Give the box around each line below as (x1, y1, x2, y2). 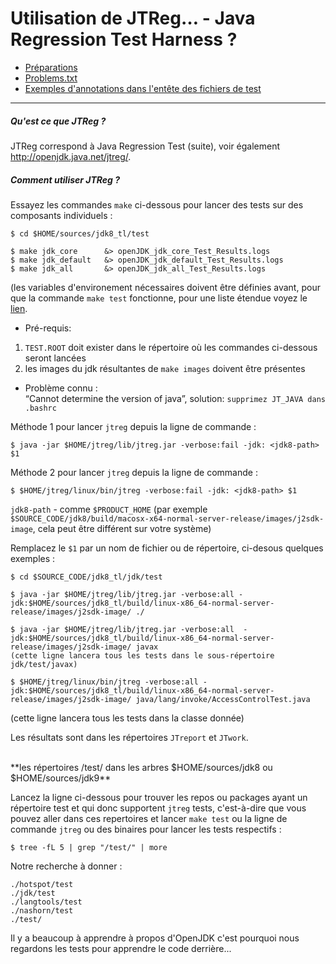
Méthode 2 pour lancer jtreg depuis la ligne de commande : (10, 466, 258, 478)
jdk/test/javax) (10, 659, 78, 669)
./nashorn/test (10, 905, 74, 916)
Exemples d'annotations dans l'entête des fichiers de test (24, 82, 262, 94)
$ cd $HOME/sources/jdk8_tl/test (10, 228, 150, 239)
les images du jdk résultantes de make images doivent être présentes (24, 362, 306, 374)
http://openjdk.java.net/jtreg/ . (10, 150, 132, 162)
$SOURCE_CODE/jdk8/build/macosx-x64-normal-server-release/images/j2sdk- (10, 513, 325, 524)
